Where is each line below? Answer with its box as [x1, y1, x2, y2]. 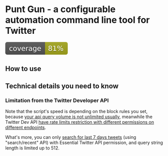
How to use [5, 65, 41, 73]
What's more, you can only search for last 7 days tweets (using [5, 134, 136, 140]
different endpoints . [5, 125, 46, 131]
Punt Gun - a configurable [5, 4, 116, 15]
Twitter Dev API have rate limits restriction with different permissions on [5, 119, 154, 125]
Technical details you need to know [5, 82, 119, 90]
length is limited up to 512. [5, 145, 60, 151]
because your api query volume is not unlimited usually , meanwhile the [5, 114, 153, 120]
